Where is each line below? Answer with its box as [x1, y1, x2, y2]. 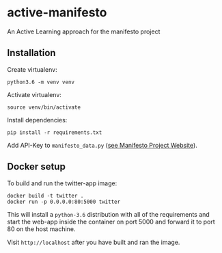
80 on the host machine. [7, 224, 76, 233]
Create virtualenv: [7, 65, 57, 73]
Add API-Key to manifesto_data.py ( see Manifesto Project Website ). [7, 141, 198, 149]
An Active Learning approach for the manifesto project [7, 27, 161, 36]
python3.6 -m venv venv [7, 79, 75, 85]
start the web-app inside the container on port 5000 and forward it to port [7, 217, 215, 226]
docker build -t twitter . [7, 192, 84, 199]
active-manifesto [7, 5, 107, 21]
